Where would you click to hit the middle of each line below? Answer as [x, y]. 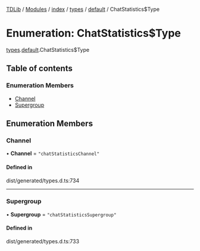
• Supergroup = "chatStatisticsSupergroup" [61, 214]
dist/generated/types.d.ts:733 [43, 241]
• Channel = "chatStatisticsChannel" [53, 154]
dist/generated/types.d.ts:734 [43, 180]
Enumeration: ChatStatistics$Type [94, 33]
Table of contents [39, 69]
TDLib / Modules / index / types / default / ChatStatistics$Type [83, 9]
